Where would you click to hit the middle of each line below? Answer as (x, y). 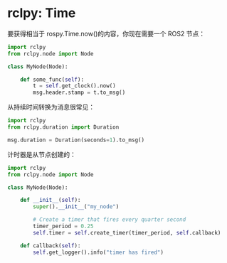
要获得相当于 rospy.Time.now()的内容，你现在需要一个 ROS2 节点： (106, 33)
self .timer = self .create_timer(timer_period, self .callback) (127, 232)
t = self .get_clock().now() (74, 86)
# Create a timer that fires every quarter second (110, 220)
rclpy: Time (42, 13)
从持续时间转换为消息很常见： (51, 107)
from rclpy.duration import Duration (63, 127)
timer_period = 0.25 (63, 226)
